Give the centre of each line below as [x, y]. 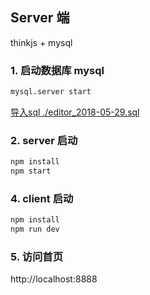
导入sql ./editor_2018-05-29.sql [75, 112]
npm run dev [35, 229]
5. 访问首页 [37, 256]
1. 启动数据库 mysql [57, 70]
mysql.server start [51, 92]
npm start [31, 171]
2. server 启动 [44, 140]
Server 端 [40, 18]
